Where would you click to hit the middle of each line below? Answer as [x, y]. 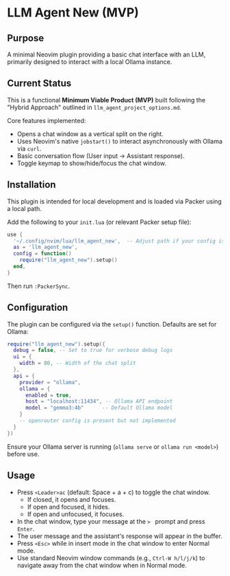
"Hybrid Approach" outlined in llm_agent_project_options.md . [94, 107]
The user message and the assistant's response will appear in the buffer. [119, 536]
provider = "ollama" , [50, 382]
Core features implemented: [47, 120]
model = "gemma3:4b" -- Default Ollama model [99, 408]
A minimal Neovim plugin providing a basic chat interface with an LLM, [106, 54]
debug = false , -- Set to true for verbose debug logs [93, 351]
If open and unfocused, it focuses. [76, 514]
